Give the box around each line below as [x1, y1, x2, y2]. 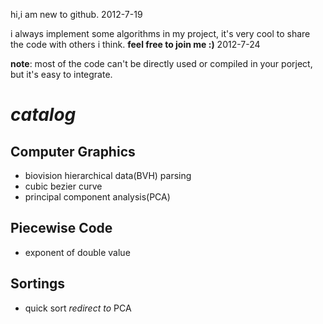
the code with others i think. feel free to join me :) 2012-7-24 [10, 39, 261, 50]
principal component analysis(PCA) [24, 191, 171, 203]
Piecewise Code [10, 220, 113, 237]
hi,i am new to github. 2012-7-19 [10, 9, 143, 20]
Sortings [10, 275, 66, 293]
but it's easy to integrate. [10, 69, 113, 80]
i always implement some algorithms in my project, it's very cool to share [10, 28, 311, 39]
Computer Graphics [10, 143, 136, 160]
